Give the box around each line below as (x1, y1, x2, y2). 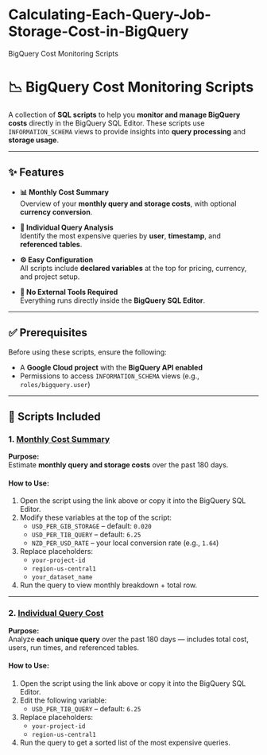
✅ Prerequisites (8, 326, 87, 339)
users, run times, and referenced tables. (8, 642, 139, 652)
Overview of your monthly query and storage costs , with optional (19, 199, 237, 208)
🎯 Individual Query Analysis (19, 223, 114, 232)
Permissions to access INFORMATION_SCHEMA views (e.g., (19, 371, 200, 381)
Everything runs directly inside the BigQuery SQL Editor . (19, 296, 206, 305)
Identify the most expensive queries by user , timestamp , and (19, 230, 221, 240)
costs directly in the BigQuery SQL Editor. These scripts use (8, 118, 205, 128)
